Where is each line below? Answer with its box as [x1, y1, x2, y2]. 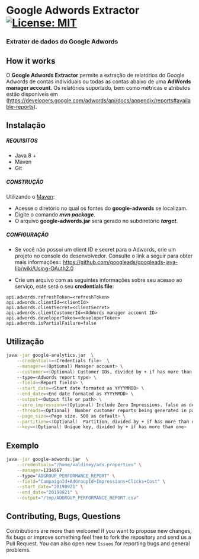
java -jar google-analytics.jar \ [6, 352, 94, 359]
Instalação [6, 120, 46, 131]
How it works [6, 56, 56, 66]
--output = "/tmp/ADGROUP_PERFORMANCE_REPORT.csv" [17, 495, 139, 501]
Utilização [6, 337, 44, 347]
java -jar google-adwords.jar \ [6, 456, 89, 463]
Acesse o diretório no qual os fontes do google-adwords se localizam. [14, 205, 188, 212]
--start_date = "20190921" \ [17, 484, 84, 490]
